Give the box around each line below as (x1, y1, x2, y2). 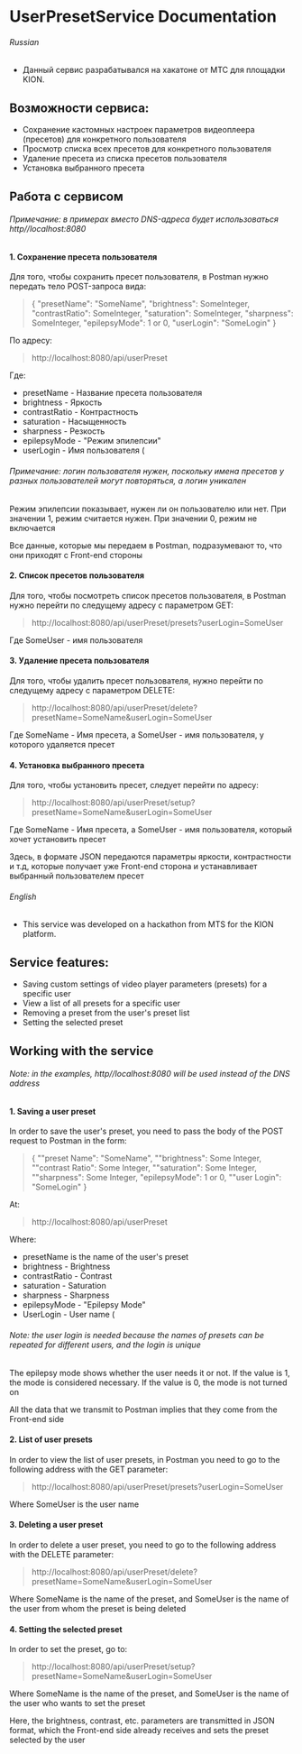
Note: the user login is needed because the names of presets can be (9, 1330, 264, 1341)
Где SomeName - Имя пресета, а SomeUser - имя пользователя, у (9, 730, 264, 740)
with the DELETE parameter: (9, 1549, 114, 1560)
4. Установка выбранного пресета (9, 759, 145, 770)
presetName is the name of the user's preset (22, 1252, 189, 1263)
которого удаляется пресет (9, 739, 115, 750)
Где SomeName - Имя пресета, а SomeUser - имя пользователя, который (9, 824, 293, 835)
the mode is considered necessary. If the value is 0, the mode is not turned (9, 1377, 288, 1388)
